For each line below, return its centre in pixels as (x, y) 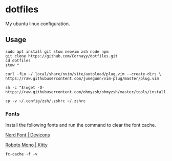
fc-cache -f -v (21, 154)
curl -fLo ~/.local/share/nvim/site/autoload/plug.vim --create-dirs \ (83, 74)
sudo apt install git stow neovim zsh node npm (57, 52)
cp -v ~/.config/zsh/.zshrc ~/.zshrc (46, 101)
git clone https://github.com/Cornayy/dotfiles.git (61, 56)
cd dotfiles (18, 61)
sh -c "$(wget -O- (25, 87)
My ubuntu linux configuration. (38, 24)
